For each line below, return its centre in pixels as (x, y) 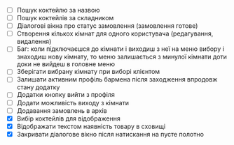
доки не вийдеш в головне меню (66, 64)
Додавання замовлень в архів (62, 110)
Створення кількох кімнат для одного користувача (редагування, (115, 33)
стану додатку (38, 87)
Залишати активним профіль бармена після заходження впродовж (117, 79)
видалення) (34, 42)
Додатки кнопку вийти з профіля (66, 95)
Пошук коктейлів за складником (65, 18)
